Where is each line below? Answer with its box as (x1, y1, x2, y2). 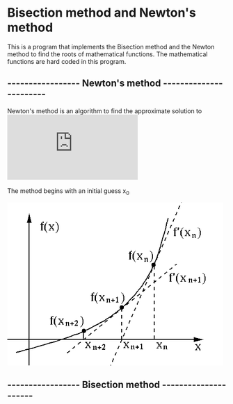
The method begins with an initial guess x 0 (7, 186, 130, 196)
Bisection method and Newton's (7, 5, 196, 21)
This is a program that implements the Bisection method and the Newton (7, 42, 215, 51)
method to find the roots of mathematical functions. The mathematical (7, 50, 208, 58)
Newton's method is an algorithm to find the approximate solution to (7, 106, 202, 115)
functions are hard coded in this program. (7, 57, 127, 65)
